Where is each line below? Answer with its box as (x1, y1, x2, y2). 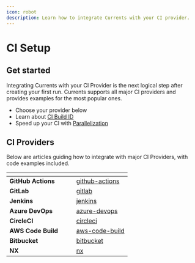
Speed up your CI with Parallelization (15, 119, 108, 127)
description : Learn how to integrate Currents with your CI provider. (6, 15, 190, 21)
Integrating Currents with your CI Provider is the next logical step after (6, 81, 183, 89)
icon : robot (6, 9, 37, 15)
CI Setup (6, 41, 51, 55)
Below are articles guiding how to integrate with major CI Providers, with (6, 154, 188, 161)
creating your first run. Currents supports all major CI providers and (6, 88, 176, 95)
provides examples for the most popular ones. (6, 94, 122, 102)
